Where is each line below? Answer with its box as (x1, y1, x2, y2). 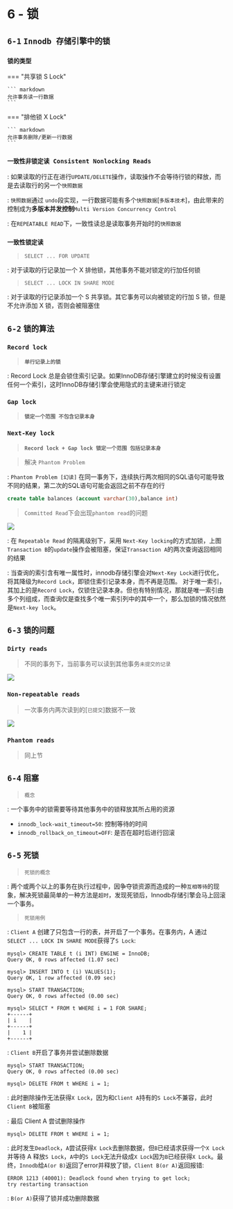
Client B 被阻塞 (7, 1101, 51, 1110)
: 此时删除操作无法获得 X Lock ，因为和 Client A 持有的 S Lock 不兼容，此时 (7, 1093, 213, 1101)
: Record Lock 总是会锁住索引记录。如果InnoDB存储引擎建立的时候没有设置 (7, 372, 221, 380)
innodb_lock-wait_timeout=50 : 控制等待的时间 (17, 820, 148, 828)
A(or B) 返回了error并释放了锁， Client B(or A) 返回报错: (44, 1160, 205, 1169)
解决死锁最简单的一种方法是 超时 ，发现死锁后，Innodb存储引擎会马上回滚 (19, 890, 226, 899)
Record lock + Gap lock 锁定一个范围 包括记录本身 (24, 445, 162, 452)
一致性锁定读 (7, 239, 44, 246)
